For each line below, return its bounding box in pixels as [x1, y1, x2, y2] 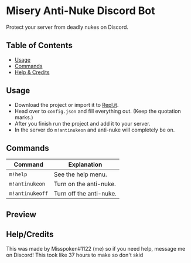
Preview [6, 210, 37, 220]
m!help [9, 171, 28, 178]
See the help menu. [53, 170, 107, 178]
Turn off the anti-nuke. [53, 190, 117, 198]
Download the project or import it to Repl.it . [14, 101, 119, 108]
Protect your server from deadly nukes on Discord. [6, 23, 129, 31]
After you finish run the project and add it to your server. [14, 120, 151, 127]
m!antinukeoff [9, 190, 49, 197]
